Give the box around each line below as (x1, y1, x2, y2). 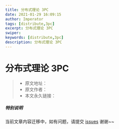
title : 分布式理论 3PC (5, 7, 49, 12)
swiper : (5, 30, 21, 35)
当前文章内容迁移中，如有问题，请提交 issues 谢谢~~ (5, 118, 114, 125)
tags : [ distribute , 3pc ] (5, 21, 55, 26)
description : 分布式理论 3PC (5, 40, 62, 45)
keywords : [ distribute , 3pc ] (5, 35, 64, 40)
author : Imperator (5, 16, 43, 21)
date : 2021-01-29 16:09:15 (5, 12, 61, 17)
